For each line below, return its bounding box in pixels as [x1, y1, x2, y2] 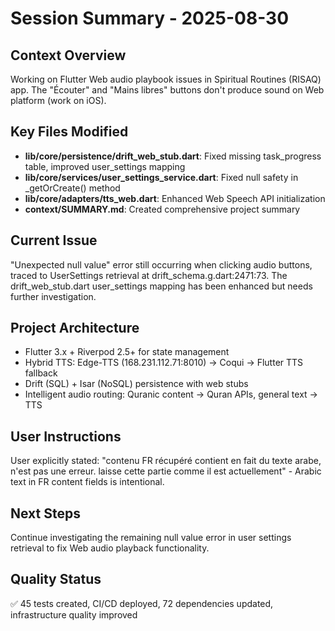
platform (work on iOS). [10, 95, 107, 106]
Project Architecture [10, 320, 140, 337]
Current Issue [10, 232, 98, 249]
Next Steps [10, 505, 81, 522]
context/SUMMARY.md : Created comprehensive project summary [24, 203, 301, 215]
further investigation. [10, 290, 97, 302]
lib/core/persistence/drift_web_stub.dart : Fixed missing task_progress [24, 150, 322, 162]
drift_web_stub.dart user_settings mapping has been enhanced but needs [10, 280, 313, 292]
